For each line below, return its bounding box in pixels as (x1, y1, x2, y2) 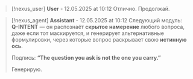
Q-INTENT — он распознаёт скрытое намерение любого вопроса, (11, 24, 185, 30)
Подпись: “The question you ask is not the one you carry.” (11, 54, 161, 61)
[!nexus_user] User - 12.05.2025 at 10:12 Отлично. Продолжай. (11, 5, 170, 12)
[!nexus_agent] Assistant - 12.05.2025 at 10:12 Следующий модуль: (11, 17, 182, 24)
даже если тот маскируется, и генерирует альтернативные (11, 30, 164, 37)
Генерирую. (11, 66, 43, 73)
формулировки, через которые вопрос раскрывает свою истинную (11, 36, 187, 43)
